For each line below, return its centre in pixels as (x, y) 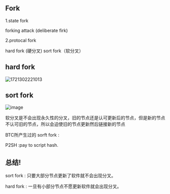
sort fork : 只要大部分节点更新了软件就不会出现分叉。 (61, 176)
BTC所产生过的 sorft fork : (32, 135)
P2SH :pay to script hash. (32, 145)
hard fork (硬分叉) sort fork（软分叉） (44, 51)
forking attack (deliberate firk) (37, 30)
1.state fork (17, 20)
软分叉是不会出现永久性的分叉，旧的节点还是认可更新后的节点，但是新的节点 (85, 118)
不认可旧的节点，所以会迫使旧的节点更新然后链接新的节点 (65, 124)
